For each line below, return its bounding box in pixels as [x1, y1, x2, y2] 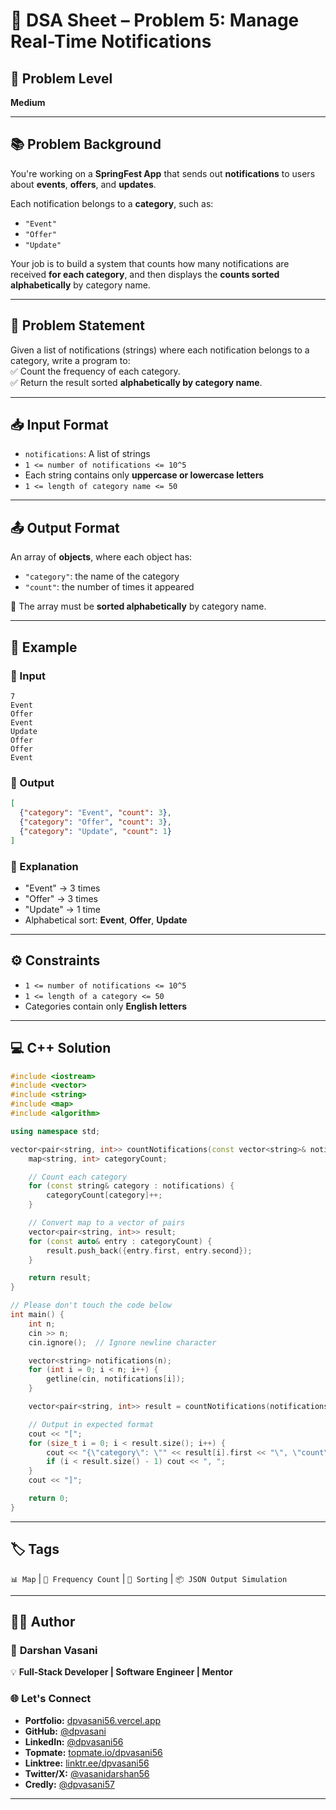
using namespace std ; [10, 1126, 101, 1136]
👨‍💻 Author [10, 1613, 76, 1630]
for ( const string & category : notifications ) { [28, 1181, 235, 1191]
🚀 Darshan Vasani [10, 1643, 98, 1657]
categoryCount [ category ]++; [46, 1190, 163, 1201]
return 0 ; [28, 1494, 70, 1504]
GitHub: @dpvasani [24, 1725, 107, 1737]
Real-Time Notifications [10, 30, 212, 53]
